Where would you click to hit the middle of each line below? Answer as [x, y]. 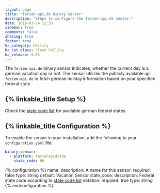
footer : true [18, 41]
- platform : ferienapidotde [38, 156]
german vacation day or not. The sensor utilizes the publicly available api [78, 74]
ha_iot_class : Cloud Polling [34, 50]
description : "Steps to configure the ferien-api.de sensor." [69, 18]
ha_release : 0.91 [23, 55]
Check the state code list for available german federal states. [66, 111]
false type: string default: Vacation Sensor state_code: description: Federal [80, 175]
